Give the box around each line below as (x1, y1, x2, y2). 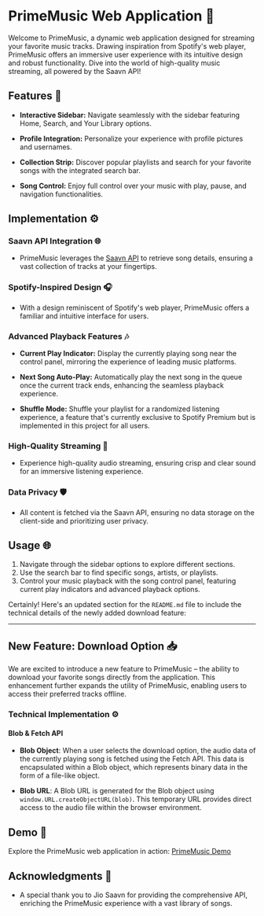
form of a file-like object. (19, 771, 100, 781)
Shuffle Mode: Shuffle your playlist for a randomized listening (19, 404, 220, 414)
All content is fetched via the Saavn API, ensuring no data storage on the (19, 507, 255, 517)
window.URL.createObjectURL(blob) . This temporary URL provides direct (19, 794, 252, 804)
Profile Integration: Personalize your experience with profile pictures (19, 134, 244, 143)
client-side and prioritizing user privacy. (19, 516, 149, 525)
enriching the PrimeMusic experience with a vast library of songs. (19, 899, 233, 907)
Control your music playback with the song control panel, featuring (19, 576, 236, 586)
